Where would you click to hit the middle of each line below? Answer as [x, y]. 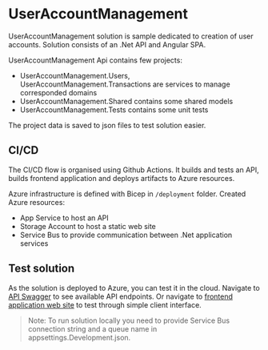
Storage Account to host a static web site [88, 226]
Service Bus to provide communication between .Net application [126, 235]
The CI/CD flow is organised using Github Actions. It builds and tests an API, [134, 170]
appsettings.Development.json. [79, 337]
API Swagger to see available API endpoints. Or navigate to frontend [121, 296]
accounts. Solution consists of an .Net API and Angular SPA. [107, 44]
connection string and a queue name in [92, 328]
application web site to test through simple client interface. [105, 304]
